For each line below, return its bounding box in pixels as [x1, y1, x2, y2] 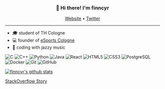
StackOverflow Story [5, 78, 48, 84]
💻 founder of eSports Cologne [12, 37, 75, 43]
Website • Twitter [64, 16, 101, 22]
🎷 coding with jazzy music [12, 44, 65, 51]
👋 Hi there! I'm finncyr [55, 4, 110, 11]
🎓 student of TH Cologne [12, 30, 65, 36]
